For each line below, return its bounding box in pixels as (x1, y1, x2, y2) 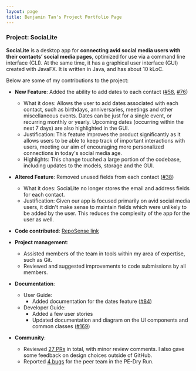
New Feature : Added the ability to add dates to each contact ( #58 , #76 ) (14, 88, 188, 95)
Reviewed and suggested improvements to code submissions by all (23, 262, 186, 269)
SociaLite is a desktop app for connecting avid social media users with (6, 46, 181, 53)
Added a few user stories (32, 310, 93, 317)
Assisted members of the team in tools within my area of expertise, (23, 250, 185, 257)
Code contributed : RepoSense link (14, 227, 99, 234)
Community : (14, 334, 46, 341)
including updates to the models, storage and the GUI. (23, 162, 154, 169)
